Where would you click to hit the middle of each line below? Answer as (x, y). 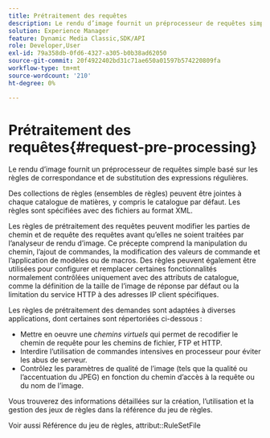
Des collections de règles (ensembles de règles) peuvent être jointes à (125, 193)
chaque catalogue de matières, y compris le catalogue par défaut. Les (125, 202)
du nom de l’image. (52, 386)
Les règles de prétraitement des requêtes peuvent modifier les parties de (129, 226)
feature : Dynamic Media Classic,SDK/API (77, 38)
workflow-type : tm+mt (45, 68)
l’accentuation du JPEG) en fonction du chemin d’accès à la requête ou (137, 377)
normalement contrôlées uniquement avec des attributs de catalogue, (124, 278)
